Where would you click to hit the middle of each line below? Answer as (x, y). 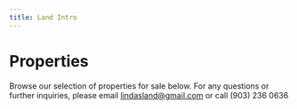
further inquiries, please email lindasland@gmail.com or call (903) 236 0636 (149, 95)
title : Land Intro (43, 17)
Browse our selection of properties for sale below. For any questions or (139, 86)
